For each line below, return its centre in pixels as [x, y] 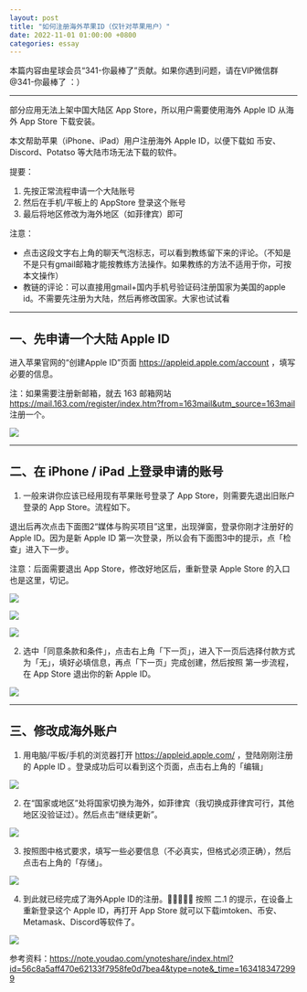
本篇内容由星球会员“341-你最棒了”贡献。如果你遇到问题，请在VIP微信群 [144, 70]
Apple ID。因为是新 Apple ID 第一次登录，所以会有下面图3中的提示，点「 [146, 538]
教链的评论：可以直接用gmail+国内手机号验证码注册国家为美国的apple [154, 287]
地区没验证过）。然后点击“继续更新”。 [92, 814]
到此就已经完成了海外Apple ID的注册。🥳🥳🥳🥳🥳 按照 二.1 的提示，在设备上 [158, 899]
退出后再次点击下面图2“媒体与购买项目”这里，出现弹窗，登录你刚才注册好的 [152, 526]
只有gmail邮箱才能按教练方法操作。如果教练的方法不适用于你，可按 [165, 264]
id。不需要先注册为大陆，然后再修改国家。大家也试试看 [126, 299]
